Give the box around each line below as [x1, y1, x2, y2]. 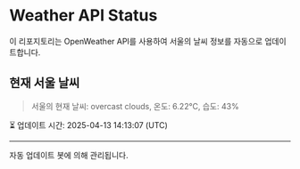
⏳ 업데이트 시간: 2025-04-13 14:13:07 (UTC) [9, 119, 168, 130]
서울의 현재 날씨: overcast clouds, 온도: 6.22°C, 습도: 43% [30, 101, 239, 111]
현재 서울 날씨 [9, 76, 80, 91]
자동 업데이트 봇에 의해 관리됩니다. [9, 149, 129, 160]
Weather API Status [9, 5, 158, 26]
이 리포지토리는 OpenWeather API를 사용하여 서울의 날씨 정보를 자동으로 [9, 36, 263, 46]
